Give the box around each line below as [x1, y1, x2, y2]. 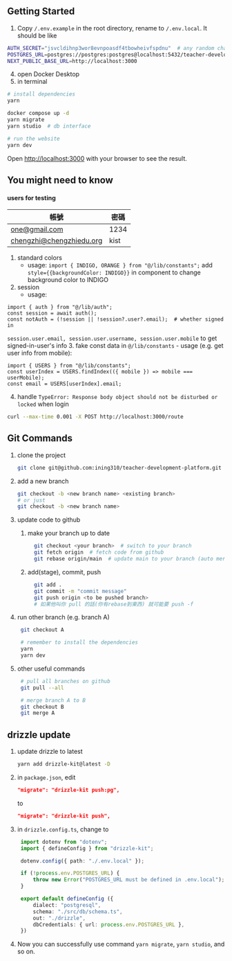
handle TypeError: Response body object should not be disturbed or [17, 393, 218, 401]
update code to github [17, 515, 81, 524]
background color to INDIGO [27, 276, 109, 284]
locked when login [17, 400, 69, 408]
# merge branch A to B [20, 696, 86, 704]
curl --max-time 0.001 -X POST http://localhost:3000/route [7, 414, 184, 421]
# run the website [7, 135, 60, 142]
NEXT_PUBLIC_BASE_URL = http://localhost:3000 [7, 58, 137, 64]
